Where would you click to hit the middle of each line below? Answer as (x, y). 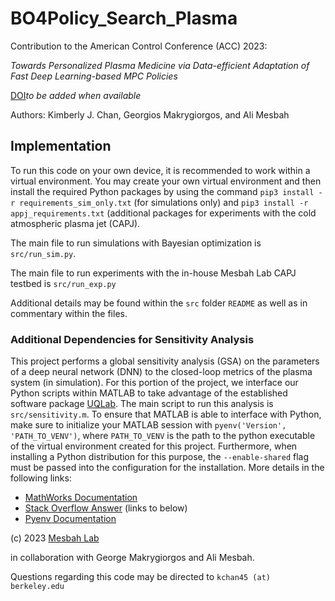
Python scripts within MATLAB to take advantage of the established (149, 393)
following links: (41, 478)
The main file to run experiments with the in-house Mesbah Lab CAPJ (153, 273)
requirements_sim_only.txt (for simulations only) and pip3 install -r (164, 202)
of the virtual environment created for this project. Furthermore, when (154, 446)
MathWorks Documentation (81, 498)
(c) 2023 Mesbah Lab (55, 538)
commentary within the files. (69, 313)
